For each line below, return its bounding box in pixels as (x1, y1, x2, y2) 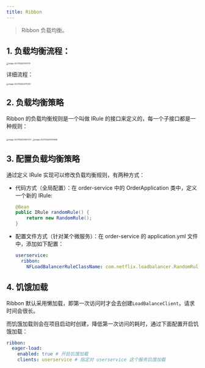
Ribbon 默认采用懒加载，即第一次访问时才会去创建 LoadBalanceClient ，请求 (6, 299, 195, 306)
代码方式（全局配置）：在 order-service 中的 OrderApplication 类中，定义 (15, 184, 197, 191)
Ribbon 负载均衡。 (21, 26, 68, 34)
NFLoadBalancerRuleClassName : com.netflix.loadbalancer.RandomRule (26, 263, 201, 270)
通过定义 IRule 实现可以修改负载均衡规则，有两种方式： (6, 171, 145, 179)
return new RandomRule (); (26, 215, 93, 221)
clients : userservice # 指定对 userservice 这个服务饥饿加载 (17, 357, 166, 363)
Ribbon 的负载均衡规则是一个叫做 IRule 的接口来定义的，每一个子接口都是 (6, 115, 191, 122)
